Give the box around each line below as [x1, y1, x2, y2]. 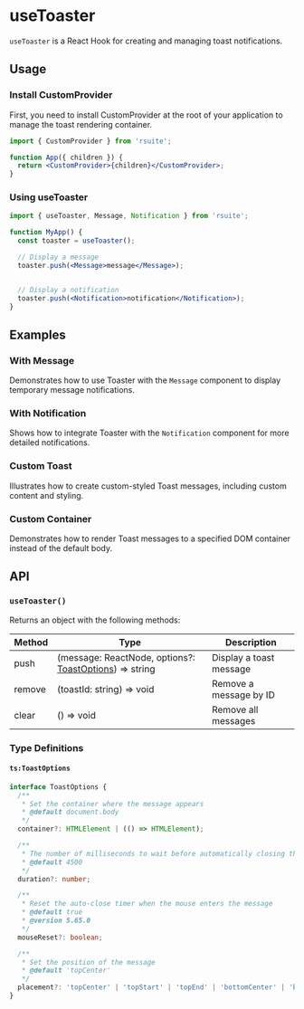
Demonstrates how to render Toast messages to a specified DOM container [9, 533, 291, 544]
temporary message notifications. [9, 385, 136, 395]
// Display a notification [17, 285, 119, 294]
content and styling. [9, 490, 84, 500]
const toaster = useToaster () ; [17, 236, 136, 245]
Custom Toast [9, 460, 72, 472]
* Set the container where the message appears [21, 799, 204, 808]
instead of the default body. [9, 543, 113, 553]
